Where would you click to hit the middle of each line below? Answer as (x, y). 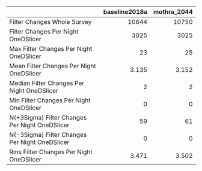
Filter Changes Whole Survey (50, 22)
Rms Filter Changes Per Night (51, 152)
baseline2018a (125, 12)
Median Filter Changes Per (47, 83)
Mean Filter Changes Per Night (53, 66)
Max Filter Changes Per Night (51, 49)
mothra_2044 (173, 12)
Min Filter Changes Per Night (50, 100)
